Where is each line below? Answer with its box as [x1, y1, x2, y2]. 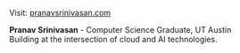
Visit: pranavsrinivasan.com [9, 8, 112, 18]
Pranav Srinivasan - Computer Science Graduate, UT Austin [9, 25, 232, 34]
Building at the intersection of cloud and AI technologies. [9, 34, 218, 44]
